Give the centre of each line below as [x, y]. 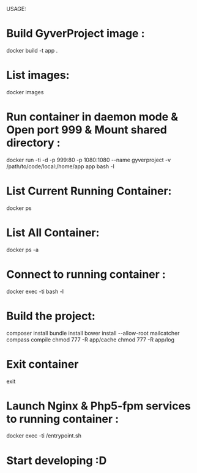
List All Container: [53, 233]
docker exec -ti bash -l [35, 291]
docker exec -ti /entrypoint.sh [44, 436]
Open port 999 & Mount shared [87, 130]
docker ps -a [22, 250]
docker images [25, 92]
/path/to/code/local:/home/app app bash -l [60, 166]
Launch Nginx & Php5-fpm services [98, 406]
